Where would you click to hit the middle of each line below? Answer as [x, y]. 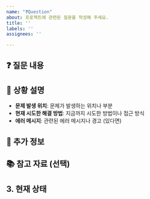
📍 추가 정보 [26, 142]
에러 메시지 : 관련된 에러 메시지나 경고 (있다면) [68, 121]
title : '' [19, 23]
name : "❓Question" [29, 12]
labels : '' [20, 29]
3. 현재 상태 [27, 189]
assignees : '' [24, 34]
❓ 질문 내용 [25, 65]
